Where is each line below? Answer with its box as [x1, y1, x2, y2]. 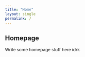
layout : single [5, 12, 36, 16]
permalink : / [5, 16, 32, 21]
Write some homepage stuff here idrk [5, 47, 80, 53]
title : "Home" [5, 7, 34, 12]
